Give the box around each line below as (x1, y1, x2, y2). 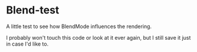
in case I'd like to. (6, 40, 49, 47)
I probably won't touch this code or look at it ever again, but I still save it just (6, 34, 191, 41)
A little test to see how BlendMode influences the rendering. (6, 23, 152, 30)
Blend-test (6, 4, 60, 17)
